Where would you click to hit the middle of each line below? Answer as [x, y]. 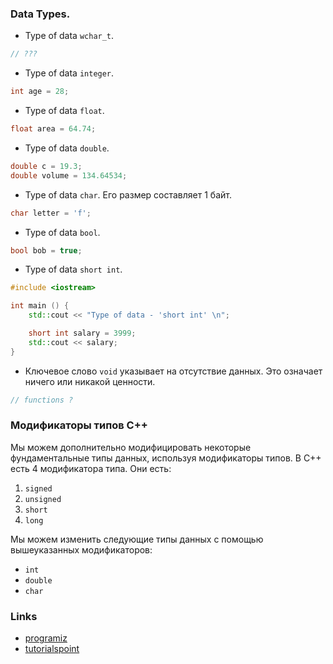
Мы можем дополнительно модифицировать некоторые [131, 447]
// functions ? [42, 400]
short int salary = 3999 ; [82, 333]
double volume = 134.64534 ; [69, 175]
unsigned [43, 499]
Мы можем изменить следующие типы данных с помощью [137, 539]
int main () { [40, 306]
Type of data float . [64, 111]
